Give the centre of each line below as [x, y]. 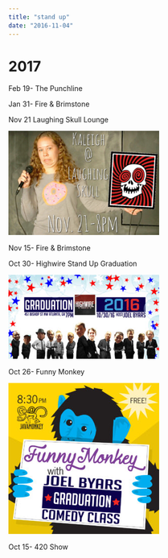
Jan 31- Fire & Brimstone [49, 104]
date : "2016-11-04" [41, 25]
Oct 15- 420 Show [38, 547]
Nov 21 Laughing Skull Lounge [59, 120]
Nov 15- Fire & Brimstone [49, 248]
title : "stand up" [39, 17]
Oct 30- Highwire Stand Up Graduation [73, 264]
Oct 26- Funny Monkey [47, 372]
